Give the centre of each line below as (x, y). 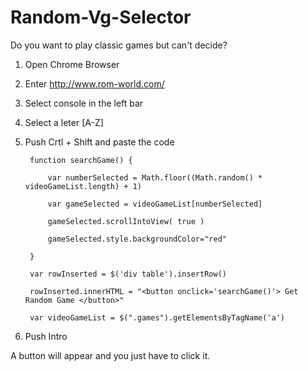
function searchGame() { (81, 160)
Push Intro (46, 336)
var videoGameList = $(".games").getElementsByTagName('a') (157, 317)
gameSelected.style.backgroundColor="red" (137, 239)
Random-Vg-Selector (101, 17)
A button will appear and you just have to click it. (110, 355)
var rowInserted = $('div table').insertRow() (128, 274)
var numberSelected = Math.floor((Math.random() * (155, 177)
